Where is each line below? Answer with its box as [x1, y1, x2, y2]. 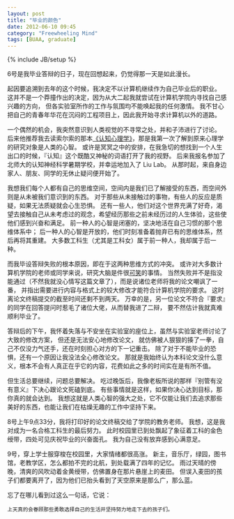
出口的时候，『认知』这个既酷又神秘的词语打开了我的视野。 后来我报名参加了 [7, 151, 226, 160]
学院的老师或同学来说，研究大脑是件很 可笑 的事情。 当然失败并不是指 [19, 269, 217, 277]
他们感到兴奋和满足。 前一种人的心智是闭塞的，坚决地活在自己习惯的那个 [7, 219, 217, 227]
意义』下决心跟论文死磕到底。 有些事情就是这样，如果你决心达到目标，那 [13, 385, 223, 394]
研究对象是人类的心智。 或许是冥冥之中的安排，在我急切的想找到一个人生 [13, 143, 223, 151]
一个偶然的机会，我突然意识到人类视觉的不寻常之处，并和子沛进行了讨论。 [7, 126, 221, 134]
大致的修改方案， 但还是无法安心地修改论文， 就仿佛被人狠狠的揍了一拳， [7, 336, 218, 344]
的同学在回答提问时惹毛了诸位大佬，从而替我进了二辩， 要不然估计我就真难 [7, 303, 223, 312]
